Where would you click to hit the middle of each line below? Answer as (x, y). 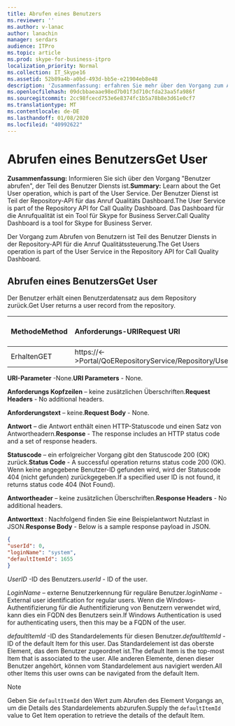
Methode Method (39, 331)
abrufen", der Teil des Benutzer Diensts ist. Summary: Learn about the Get (114, 186)
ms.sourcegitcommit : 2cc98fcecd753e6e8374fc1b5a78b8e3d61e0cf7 (101, 99)
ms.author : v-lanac (36, 27)
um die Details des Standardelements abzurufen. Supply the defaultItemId (114, 708)
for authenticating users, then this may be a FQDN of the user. (97, 622)
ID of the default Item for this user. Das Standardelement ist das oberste (111, 643)
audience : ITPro (31, 46)
